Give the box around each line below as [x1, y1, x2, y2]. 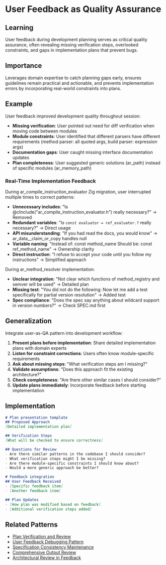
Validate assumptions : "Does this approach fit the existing [12, 366, 133, 372]
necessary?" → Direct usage [12, 225, 71, 231]
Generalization [5, 317, 52, 325]
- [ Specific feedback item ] [5, 484, 64, 489]
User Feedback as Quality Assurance [5, 3, 162, 15]
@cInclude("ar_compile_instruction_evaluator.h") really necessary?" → [12, 209, 157, 215]
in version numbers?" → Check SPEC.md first [12, 302, 106, 308]
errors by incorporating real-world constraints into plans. [5, 85, 122, 91]
